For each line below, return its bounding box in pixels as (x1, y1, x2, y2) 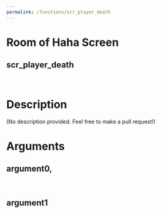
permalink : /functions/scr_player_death (6, 9, 111, 15)
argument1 (6, 197, 48, 208)
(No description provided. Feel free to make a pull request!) (6, 118, 156, 125)
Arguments (6, 139, 66, 153)
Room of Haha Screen (6, 35, 119, 49)
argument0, (6, 164, 53, 174)
